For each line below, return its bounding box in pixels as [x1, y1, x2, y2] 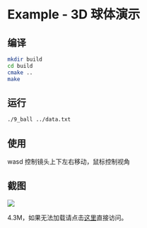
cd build [7, 62, 33, 69]
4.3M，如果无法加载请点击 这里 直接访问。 [7, 213, 128, 222]
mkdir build [7, 56, 42, 63]
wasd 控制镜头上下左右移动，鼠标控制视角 [7, 157, 131, 166]
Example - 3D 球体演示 [7, 6, 141, 23]
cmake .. [7, 68, 33, 76]
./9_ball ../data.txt [7, 116, 71, 124]
